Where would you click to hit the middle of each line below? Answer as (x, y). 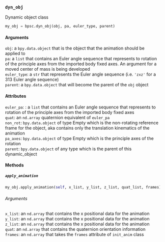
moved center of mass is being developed (48, 69)
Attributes (16, 96)
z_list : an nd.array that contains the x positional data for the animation (77, 224)
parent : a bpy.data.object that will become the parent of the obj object (77, 85)
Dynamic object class (27, 17)
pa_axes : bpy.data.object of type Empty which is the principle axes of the (79, 138)
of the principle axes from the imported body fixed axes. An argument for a (81, 64)
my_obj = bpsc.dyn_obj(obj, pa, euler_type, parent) (60, 27)
